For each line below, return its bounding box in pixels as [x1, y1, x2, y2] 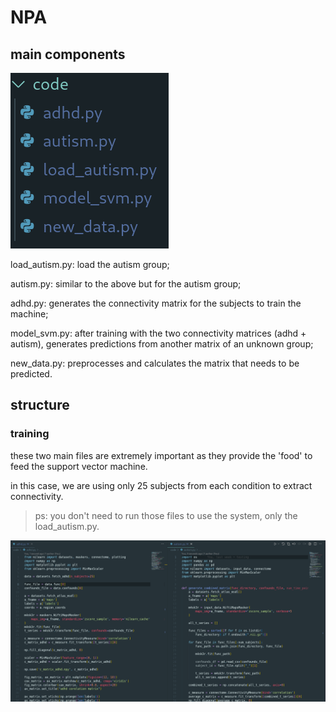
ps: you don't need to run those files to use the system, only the [34, 509, 298, 521]
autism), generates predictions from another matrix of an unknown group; [10, 338, 314, 350]
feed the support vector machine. [10, 460, 148, 472]
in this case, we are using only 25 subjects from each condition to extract [10, 479, 313, 491]
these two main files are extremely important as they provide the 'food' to [10, 449, 313, 461]
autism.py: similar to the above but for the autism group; [10, 278, 242, 290]
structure [10, 397, 70, 414]
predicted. [10, 368, 53, 380]
